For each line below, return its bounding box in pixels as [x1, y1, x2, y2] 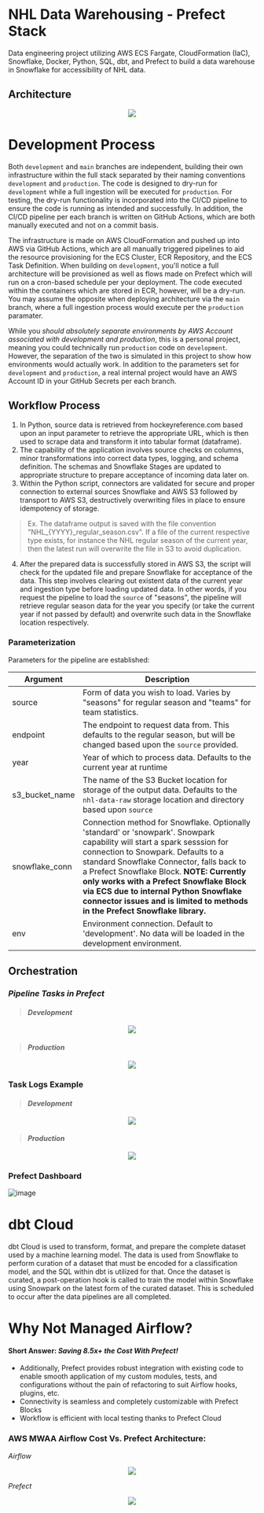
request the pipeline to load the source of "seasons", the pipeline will [19, 592, 242, 602]
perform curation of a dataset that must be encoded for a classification [8, 1259, 238, 1268]
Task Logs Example [8, 1079, 84, 1090]
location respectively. [19, 618, 89, 627]
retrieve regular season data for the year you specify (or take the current [19, 600, 255, 611]
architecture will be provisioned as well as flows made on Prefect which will [8, 269, 253, 279]
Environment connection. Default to [82, 918, 214, 929]
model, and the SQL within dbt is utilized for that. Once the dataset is [8, 1267, 231, 1276]
